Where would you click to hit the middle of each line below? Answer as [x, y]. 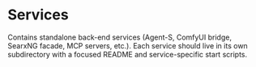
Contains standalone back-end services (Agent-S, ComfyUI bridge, [120, 37]
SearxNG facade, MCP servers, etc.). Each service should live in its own [128, 45]
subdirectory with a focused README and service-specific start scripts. [128, 54]
